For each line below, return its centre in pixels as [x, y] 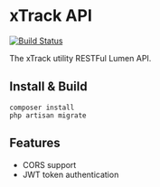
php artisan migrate [48, 115]
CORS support [49, 164]
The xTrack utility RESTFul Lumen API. [80, 58]
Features [35, 143]
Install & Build [48, 87]
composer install [42, 108]
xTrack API [51, 16]
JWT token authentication [71, 174]
